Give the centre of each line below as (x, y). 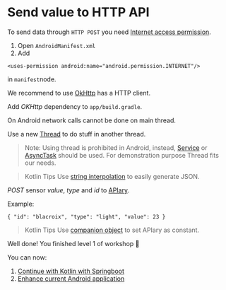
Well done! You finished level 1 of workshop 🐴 (73, 243)
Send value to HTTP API (78, 12)
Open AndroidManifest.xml (56, 45)
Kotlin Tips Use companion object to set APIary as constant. (112, 230)
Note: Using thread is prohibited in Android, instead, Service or (116, 147)
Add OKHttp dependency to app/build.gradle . (75, 106)
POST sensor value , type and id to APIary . (68, 190)
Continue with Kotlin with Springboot (71, 271)
